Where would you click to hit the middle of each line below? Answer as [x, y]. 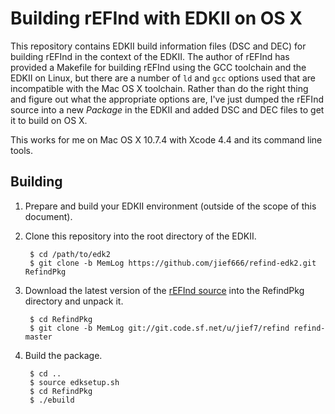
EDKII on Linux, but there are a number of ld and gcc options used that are [163, 78]
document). [48, 216]
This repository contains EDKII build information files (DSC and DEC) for [158, 46]
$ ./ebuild [52, 400]
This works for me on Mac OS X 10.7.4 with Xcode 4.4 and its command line [166, 139]
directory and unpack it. [74, 301]
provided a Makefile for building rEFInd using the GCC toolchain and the [158, 67]
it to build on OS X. [49, 120]
